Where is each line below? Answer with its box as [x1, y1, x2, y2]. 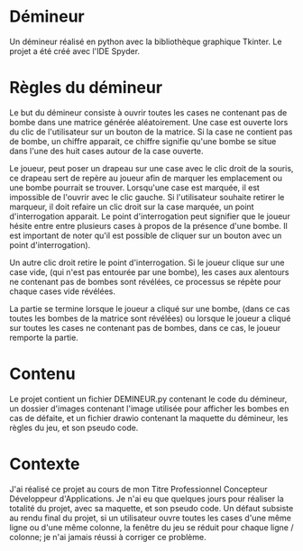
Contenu [9, 363, 76, 384]
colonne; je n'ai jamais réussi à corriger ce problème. [9, 531, 207, 542]
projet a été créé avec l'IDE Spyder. [9, 45, 141, 56]
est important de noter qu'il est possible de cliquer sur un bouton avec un [9, 230, 282, 241]
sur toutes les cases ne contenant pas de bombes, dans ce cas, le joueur [9, 322, 281, 333]
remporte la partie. [9, 332, 78, 343]
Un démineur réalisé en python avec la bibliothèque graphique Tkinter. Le [9, 36, 282, 47]
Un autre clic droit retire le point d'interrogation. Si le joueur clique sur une [9, 257, 285, 268]
